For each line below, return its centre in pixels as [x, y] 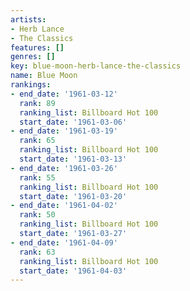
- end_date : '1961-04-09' [64, 242]
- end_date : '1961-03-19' [64, 131]
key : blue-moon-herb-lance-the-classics [96, 66]
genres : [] [33, 57]
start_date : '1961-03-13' [73, 159]
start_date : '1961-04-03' [73, 271]
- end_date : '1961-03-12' [64, 94]
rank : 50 [37, 215]
